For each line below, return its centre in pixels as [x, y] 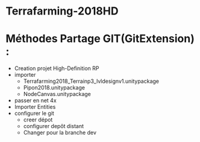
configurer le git [34, 114]
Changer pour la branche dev [60, 133]
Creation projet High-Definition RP [57, 68]
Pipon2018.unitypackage [54, 88]
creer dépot [38, 120]
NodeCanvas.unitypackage [57, 94]
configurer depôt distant [54, 126]
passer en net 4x [35, 100]
